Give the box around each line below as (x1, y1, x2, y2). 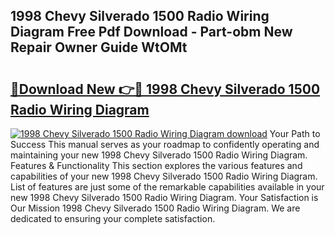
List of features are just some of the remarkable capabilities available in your (10, 181, 325, 193)
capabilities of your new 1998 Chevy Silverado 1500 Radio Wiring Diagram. (10, 170, 318, 182)
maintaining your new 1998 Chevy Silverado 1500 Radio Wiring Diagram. (10, 149, 308, 161)
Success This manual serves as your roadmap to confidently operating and (10, 139, 320, 150)
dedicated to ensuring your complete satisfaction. (10, 213, 216, 224)
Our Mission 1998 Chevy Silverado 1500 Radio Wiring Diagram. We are (10, 202, 301, 214)
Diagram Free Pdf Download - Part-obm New (10, 24, 293, 41)
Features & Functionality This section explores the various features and (10, 160, 303, 171)
